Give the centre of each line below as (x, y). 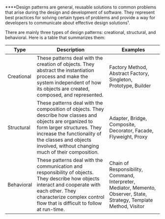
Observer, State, (128, 194)
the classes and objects (64, 140)
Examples (133, 50)
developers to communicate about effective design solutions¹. (68, 23)
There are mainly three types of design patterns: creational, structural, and (81, 32)
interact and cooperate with (69, 185)
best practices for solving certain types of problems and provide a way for (80, 17)
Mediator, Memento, (133, 188)
